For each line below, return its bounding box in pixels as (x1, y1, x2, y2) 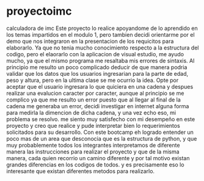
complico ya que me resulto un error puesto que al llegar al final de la (6, 96, 181, 103)
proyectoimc (6, 4, 72, 18)
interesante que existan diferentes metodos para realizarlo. (6, 167, 155, 175)
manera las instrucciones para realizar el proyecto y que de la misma (6, 148, 180, 155)
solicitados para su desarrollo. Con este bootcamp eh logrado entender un (6, 128, 194, 136)
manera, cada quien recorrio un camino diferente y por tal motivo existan (6, 154, 190, 161)
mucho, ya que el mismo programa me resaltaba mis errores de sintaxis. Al (6, 57, 195, 64)
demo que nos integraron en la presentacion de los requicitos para (6, 37, 174, 45)
